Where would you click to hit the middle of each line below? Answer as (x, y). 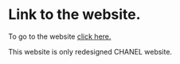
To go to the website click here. (60, 36)
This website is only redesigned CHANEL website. (90, 51)
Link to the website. (74, 15)
